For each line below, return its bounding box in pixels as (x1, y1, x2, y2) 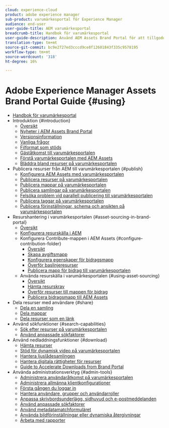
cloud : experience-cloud (5, 7, 57, 13)
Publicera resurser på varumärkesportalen (20, 177, 108, 183)
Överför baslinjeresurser (27, 262, 78, 268)
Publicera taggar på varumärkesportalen (20, 198, 104, 204)
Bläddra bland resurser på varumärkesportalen (20, 161, 117, 167)
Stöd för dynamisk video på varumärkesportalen (20, 348, 120, 354)
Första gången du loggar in (20, 385, 76, 391)
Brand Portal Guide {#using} (5, 96, 126, 107)
